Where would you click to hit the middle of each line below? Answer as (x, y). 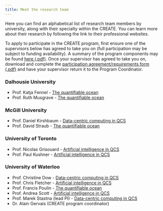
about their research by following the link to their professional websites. (77, 34)
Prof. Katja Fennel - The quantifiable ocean (55, 92)
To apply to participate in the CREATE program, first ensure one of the (75, 43)
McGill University (26, 110)
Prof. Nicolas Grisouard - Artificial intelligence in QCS (66, 149)
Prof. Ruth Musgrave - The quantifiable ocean (58, 97)
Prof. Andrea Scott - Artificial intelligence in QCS (61, 193)
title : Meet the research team (37, 10)
